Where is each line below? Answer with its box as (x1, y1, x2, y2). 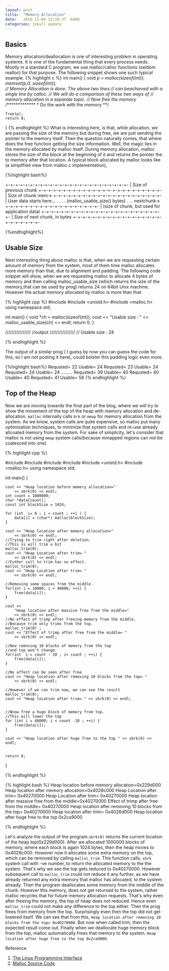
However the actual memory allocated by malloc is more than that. (5, 289, 143, 295)
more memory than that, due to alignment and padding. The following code (5, 268, 161, 274)
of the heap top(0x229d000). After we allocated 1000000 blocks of (5, 839, 145, 845)
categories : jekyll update (5, 21, 62, 27)
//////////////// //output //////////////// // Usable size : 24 (5, 329, 114, 335)
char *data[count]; (5, 498, 46, 503)
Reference (5, 945, 27, 951)
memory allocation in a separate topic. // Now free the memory (5, 96, 137, 102)
